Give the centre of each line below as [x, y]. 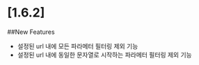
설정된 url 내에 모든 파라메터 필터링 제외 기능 [78, 46]
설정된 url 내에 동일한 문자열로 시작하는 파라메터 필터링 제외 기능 [105, 55]
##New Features [31, 32]
